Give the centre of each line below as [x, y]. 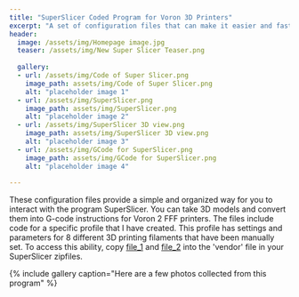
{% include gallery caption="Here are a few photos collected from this [138, 274]
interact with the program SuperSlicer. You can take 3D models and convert [148, 209]
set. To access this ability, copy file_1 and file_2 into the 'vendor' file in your [147, 247]
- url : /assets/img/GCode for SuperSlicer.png [105, 149]
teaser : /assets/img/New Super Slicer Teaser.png [111, 51]
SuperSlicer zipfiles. [46, 257]
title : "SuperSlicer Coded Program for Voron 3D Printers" [121, 17]
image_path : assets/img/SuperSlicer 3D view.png [117, 133]
